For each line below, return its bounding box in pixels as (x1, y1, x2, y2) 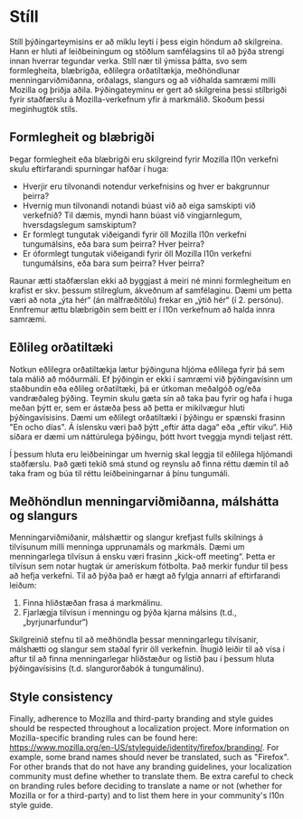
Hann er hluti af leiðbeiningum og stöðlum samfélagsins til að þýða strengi (9, 45, 285, 56)
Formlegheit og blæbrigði (9, 129, 156, 146)
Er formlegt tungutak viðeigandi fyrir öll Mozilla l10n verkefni (22, 229, 247, 240)
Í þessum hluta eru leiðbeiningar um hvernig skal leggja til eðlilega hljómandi (9, 448, 293, 459)
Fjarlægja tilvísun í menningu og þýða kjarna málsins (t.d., (22, 607, 237, 618)
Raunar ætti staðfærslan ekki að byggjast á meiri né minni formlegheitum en (9, 275, 291, 286)
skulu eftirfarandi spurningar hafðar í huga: (9, 163, 169, 174)
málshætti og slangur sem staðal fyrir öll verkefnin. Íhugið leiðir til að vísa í (9, 644, 285, 654)
